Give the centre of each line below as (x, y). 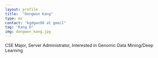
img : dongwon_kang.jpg (28, 32)
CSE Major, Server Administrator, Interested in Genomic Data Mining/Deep (79, 45)
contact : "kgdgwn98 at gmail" (36, 23)
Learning (14, 50)
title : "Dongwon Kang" (29, 14)
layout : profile (21, 9)
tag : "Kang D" (19, 27)
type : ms (14, 18)
